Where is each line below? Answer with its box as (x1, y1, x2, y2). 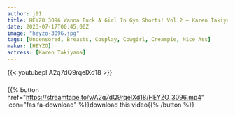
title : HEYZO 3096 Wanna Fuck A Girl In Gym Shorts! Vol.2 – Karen (7, 17, 208, 24)
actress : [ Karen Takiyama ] (7, 49, 86, 56)
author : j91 (7, 10, 42, 17)
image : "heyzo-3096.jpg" (7, 29, 80, 37)
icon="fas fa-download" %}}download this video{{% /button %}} (7, 100, 194, 109)
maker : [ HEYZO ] (7, 43, 52, 49)
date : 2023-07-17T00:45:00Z (7, 23, 90, 30)
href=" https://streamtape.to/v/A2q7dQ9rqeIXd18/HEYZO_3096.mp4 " (7, 93, 205, 101)
